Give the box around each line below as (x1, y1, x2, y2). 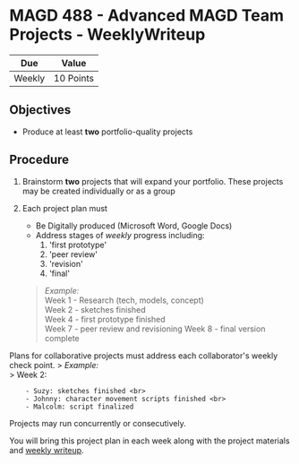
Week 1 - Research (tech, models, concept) (44, 295, 204, 305)
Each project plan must (21, 202, 107, 213)
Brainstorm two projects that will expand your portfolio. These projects (21, 176, 284, 186)
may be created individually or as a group (21, 185, 176, 196)
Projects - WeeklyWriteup (9, 24, 206, 45)
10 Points (53, 72, 94, 84)
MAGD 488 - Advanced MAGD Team (9, 5, 285, 26)
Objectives (9, 102, 72, 117)
